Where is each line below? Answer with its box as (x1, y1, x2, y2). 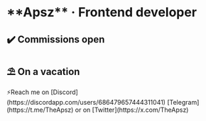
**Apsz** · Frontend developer (6, 4, 197, 21)
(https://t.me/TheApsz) (6, 105, 74, 114)
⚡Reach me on (6, 88, 50, 96)
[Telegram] (167, 98, 200, 107)
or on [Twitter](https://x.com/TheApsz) (75, 105, 189, 114)
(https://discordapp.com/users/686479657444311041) (6, 98, 166, 107)
